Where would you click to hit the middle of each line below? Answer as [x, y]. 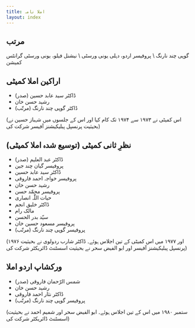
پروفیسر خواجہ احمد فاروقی [46, 178]
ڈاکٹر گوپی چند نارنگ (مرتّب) [46, 108]
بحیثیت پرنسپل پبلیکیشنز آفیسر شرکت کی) [53, 126]
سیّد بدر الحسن [31, 217]
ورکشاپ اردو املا [34, 267]
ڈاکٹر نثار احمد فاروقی [39, 294]
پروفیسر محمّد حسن [37, 191]
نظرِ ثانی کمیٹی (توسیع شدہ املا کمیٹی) [69, 145]
